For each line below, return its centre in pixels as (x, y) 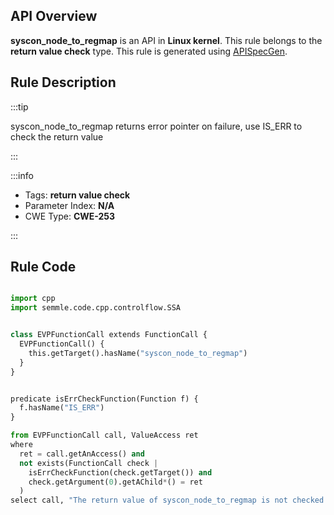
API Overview (54, 16)
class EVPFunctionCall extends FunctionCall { (109, 335)
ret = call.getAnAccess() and (82, 454)
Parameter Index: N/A (69, 205)
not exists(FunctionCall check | (89, 463)
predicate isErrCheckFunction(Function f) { (104, 399)
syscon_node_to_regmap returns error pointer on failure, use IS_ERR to (156, 126)
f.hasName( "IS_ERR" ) (62, 408)
